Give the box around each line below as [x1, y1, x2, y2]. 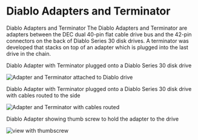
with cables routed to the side [6, 92, 81, 99]
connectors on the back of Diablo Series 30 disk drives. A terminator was [6, 37, 189, 44]
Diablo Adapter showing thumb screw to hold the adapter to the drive [6, 115, 179, 122]
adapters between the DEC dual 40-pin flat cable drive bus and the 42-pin [6, 30, 192, 38]
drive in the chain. [6, 50, 51, 57]
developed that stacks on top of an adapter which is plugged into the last [6, 44, 189, 51]
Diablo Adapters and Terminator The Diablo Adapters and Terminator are [6, 24, 188, 32]
